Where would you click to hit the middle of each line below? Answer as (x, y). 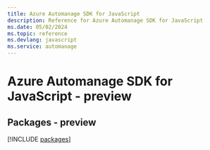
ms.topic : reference (38, 33)
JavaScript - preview (70, 96)
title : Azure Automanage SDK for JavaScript (74, 14)
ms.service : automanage (42, 46)
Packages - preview (52, 122)
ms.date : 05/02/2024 (38, 27)
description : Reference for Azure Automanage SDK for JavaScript (105, 20)
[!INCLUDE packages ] (39, 139)
